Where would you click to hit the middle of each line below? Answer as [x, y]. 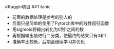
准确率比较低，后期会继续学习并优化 [48, 42]
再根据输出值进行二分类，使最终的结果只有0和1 [59, 36]
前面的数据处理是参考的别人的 [42, 17]
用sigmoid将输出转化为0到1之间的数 [48, 29]
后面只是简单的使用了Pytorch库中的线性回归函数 [60, 23]
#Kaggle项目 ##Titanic [28, 7]
